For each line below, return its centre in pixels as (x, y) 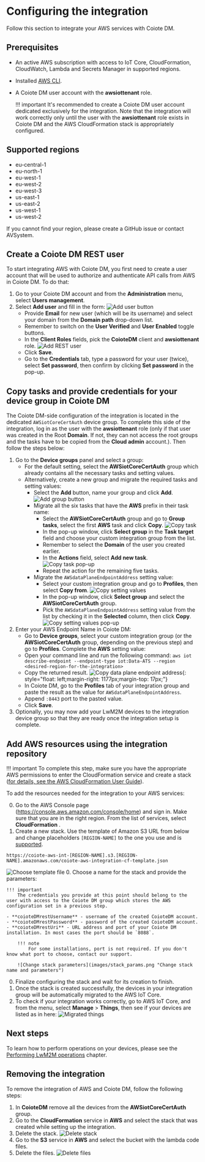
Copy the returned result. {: (105, 673)
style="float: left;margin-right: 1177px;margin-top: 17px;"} (96, 679)
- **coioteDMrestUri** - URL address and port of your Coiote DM (91, 927)
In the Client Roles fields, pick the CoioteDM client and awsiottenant (112, 340)
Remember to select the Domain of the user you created (114, 545)
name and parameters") (35, 970)
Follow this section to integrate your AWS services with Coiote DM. (91, 28)
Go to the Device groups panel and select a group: (79, 460)
